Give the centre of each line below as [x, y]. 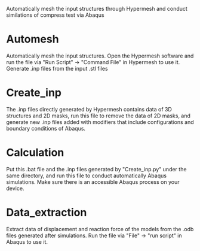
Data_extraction [47, 213]
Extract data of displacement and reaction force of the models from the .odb [100, 229]
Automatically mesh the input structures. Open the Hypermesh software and [100, 56]
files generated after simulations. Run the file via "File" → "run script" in [94, 235]
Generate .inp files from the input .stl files [57, 68]
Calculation [35, 153]
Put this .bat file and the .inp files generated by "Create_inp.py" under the [96, 169]
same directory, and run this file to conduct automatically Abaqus [87, 176]
